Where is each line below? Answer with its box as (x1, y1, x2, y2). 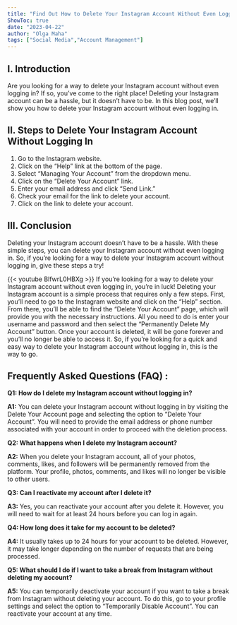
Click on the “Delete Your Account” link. (17, 177, 133, 185)
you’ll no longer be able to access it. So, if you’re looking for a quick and (7, 335, 217, 343)
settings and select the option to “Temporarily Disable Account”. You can (7, 602, 219, 611)
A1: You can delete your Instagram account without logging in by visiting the (7, 403, 229, 411)
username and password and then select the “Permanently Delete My (7, 319, 209, 328)
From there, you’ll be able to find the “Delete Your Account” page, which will (7, 304, 229, 313)
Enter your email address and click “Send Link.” (17, 184, 156, 193)
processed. (7, 552, 40, 561)
